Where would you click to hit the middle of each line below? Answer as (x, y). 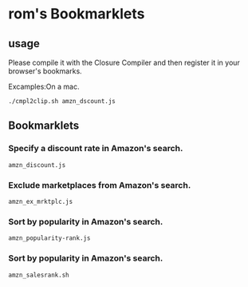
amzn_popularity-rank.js (49, 238)
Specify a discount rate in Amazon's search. (96, 149)
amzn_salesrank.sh (39, 275)
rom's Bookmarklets (77, 14)
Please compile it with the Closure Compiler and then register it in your (124, 62)
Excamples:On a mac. (44, 86)
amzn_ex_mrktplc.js (41, 201)
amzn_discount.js (37, 165)
